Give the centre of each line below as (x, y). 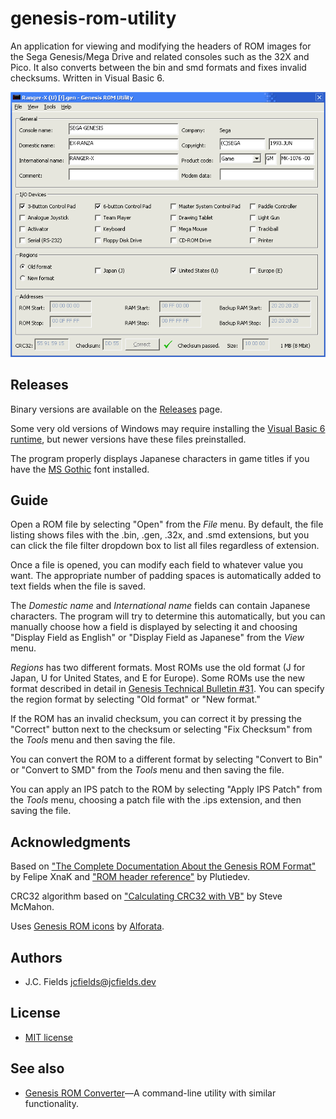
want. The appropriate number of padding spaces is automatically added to (166, 576)
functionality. (51, 1103)
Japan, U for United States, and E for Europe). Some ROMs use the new (157, 678)
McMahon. (32, 907)
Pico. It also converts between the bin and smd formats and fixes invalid (158, 67)
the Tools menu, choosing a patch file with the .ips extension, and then (156, 800)
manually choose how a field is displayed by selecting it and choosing (154, 627)
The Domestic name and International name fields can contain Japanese (160, 606)
